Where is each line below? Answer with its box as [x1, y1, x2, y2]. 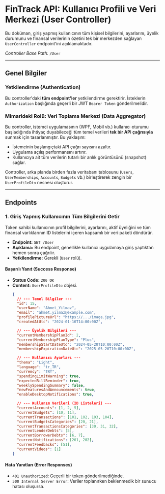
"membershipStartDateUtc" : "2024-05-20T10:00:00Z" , [17, 342, 125, 347]
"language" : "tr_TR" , [17, 364, 61, 370]
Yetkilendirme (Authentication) [5, 84, 81, 91]
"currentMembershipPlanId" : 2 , [17, 332, 81, 338]
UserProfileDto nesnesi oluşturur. [5, 179, 74, 185]
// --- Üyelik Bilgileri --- [17, 328, 77, 333]
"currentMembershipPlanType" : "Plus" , [17, 337, 96, 342]
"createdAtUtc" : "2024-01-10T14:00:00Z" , [17, 319, 103, 325]
